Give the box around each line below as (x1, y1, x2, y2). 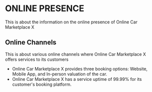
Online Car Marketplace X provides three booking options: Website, (12, 66, 148, 72)
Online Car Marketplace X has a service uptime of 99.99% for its (12, 76, 142, 82)
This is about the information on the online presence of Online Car (5, 19, 138, 25)
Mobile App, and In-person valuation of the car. (12, 71, 107, 77)
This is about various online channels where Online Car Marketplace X (5, 51, 146, 57)
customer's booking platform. (12, 81, 72, 87)
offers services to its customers (5, 56, 69, 62)
